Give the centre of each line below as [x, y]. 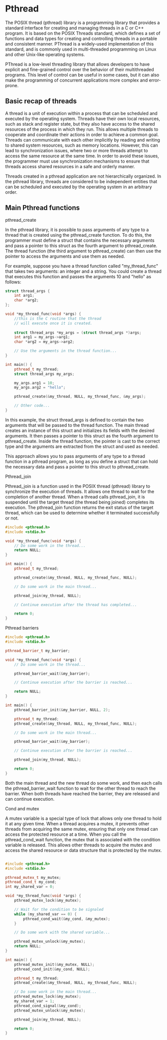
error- [155, 80]
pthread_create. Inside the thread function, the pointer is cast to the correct [83, 441]
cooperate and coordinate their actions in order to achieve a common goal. [82, 134]
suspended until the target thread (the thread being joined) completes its [80, 502]
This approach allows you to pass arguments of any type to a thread [75, 456]
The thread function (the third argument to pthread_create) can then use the [83, 251]
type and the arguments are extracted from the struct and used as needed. [82, 446]
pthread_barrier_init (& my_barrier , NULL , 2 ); [62, 710]
